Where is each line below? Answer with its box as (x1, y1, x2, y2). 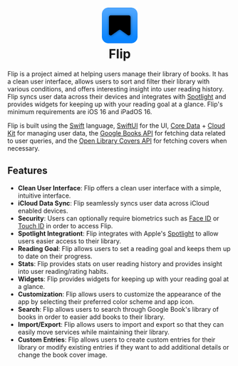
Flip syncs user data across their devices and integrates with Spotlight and (7, 92, 227, 101)
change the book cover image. (17, 350, 108, 359)
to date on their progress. (17, 252, 93, 260)
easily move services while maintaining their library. (17, 327, 170, 336)
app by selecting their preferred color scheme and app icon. (17, 297, 195, 306)
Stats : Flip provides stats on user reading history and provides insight (17, 259, 222, 268)
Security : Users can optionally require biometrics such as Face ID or (17, 214, 219, 223)
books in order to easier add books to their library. (17, 312, 165, 321)
